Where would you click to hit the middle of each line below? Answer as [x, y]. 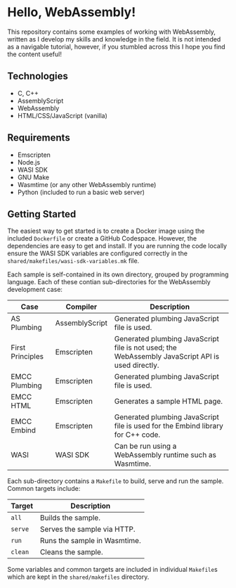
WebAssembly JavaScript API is [167, 357]
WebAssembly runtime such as [165, 455]
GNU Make [33, 177]
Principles [27, 357]
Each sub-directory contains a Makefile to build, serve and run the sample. [116, 481]
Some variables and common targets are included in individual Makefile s [112, 570]
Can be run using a [145, 446]
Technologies [38, 76]
